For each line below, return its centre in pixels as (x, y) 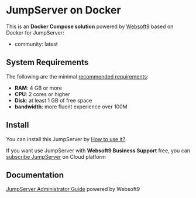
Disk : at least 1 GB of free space (53, 100)
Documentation (35, 175)
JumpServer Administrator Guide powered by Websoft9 (73, 189)
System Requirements (47, 62)
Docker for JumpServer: (35, 32)
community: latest (36, 44)
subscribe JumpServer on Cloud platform (56, 156)
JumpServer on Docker (63, 10)
